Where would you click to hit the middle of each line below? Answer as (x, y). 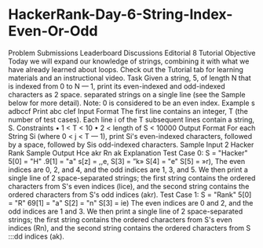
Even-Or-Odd (53, 31)
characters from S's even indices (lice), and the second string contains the (129, 186)
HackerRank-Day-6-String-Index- (121, 15)
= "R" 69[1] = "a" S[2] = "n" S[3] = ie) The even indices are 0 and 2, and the (131, 202)
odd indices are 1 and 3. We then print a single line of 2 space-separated (126, 211)
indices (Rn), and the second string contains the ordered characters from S (130, 228)
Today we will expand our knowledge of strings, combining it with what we (129, 61)
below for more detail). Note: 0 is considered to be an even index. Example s (131, 103)
